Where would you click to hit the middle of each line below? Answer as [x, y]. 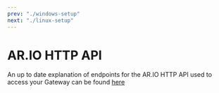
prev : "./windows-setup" [44, 14]
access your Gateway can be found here [66, 82]
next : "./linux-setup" [40, 20]
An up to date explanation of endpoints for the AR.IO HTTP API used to [110, 75]
